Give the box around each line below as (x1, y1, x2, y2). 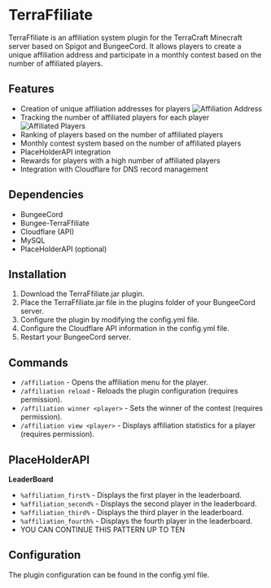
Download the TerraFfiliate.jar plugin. (20, 289, 145, 298)
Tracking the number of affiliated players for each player (20, 112, 210, 122)
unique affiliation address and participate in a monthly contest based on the (8, 50, 262, 59)
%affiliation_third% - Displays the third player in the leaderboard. (20, 507, 244, 517)
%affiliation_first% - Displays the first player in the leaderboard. (20, 490, 243, 499)
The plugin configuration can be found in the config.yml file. (8, 569, 210, 579)
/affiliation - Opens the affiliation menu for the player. (20, 377, 209, 387)
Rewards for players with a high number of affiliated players (20, 155, 221, 165)
